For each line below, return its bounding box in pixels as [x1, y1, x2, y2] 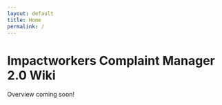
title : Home [7, 17, 41, 23]
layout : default [7, 10, 54, 17]
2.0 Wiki [7, 67, 57, 83]
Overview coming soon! [7, 90, 74, 99]
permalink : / [7, 23, 45, 30]
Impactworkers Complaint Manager [7, 52, 215, 68]
